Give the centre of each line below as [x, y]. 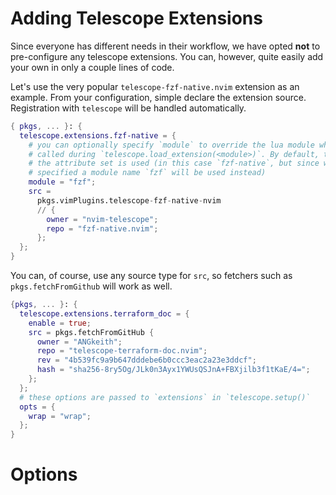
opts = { [37, 407]
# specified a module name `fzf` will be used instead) [147, 173]
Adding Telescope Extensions [136, 18]
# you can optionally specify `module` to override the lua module [171, 145]
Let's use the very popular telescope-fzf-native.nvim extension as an [155, 86]
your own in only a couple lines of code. [92, 67]
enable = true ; [60, 323]
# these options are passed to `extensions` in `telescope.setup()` [165, 397]
